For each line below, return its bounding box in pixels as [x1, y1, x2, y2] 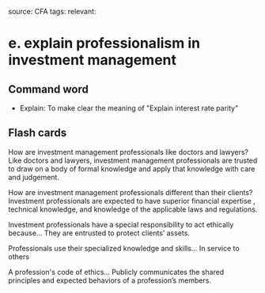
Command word [8, 82, 89, 96]
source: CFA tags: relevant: [8, 7, 97, 16]
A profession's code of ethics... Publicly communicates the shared [8, 267, 225, 276]
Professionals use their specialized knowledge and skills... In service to [8, 243, 240, 253]
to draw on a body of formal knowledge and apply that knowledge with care [8, 163, 256, 173]
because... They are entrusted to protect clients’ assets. [8, 228, 190, 238]
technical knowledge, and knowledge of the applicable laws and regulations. [8, 205, 258, 214]
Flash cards [8, 126, 67, 140]
